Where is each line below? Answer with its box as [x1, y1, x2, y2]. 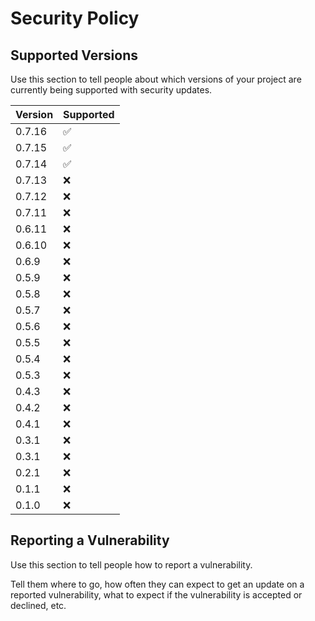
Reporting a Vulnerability [10, 532, 170, 549]
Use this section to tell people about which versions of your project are [10, 73, 302, 85]
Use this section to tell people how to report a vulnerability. [10, 558, 253, 571]
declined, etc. [10, 599, 67, 611]
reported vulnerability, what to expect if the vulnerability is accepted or [10, 588, 303, 601]
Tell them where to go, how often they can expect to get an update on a [10, 578, 305, 590]
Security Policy [10, 7, 140, 30]
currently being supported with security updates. [10, 84, 213, 96]
